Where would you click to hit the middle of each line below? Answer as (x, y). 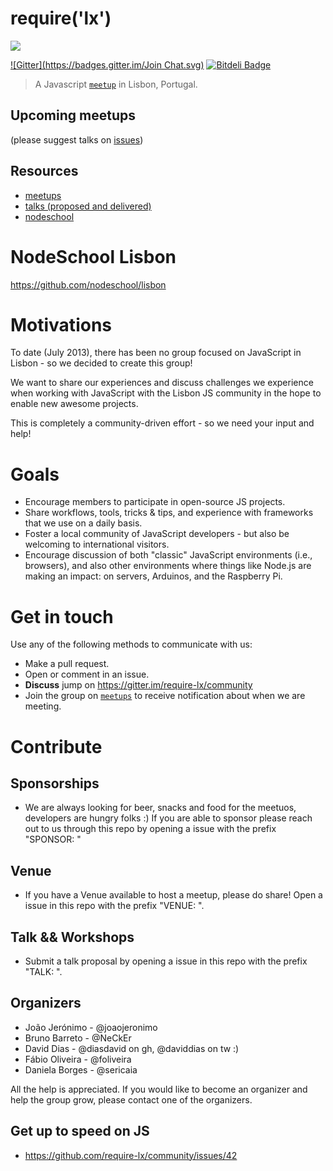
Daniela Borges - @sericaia (81, 1069)
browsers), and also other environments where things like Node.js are (168, 566)
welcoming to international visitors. (97, 544)
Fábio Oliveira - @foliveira (78, 1059)
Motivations (61, 324)
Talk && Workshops (72, 937)
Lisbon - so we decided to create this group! (101, 363)
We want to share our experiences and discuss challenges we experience (162, 383)
